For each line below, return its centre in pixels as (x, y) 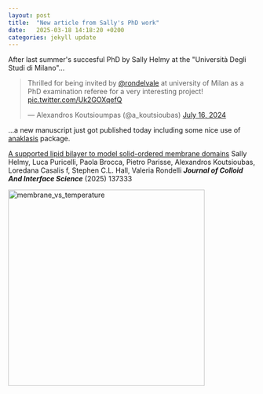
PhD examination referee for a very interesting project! (115, 92)
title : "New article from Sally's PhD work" (84, 23)
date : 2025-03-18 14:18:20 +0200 (66, 30)
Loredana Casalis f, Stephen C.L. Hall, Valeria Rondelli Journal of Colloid (126, 170)
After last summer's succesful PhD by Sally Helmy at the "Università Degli (128, 60)
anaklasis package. (39, 139)
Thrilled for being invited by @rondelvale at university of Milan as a (136, 83)
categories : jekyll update (52, 37)
